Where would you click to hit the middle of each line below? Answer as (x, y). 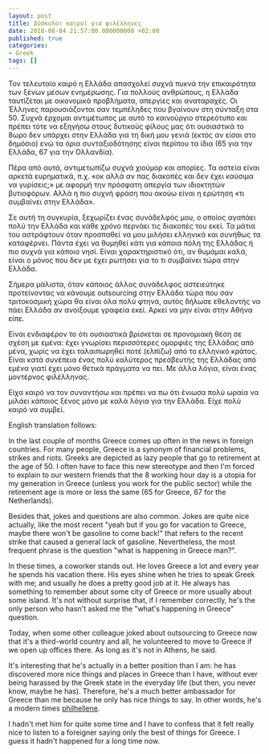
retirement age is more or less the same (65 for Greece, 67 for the (117, 492)
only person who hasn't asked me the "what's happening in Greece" (121, 608)
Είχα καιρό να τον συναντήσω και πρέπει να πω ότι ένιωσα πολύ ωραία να (134, 392)
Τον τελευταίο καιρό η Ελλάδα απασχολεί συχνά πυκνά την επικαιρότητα (132, 83)
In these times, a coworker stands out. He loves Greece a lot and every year (134, 566)
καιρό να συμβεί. (37, 409)
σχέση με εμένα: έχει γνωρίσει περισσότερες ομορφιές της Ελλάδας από (131, 342)
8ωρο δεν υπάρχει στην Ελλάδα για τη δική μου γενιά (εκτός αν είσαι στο (132, 134)
